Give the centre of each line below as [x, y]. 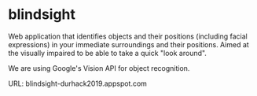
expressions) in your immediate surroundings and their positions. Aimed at [128, 44]
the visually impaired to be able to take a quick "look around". [107, 53]
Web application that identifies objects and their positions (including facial [128, 36]
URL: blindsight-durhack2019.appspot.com [78, 83]
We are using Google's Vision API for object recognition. [99, 68]
